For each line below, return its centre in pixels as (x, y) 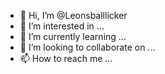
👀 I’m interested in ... (62, 26)
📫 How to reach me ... (66, 58)
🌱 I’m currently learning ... (73, 36)
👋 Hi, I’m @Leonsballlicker (73, 15)
